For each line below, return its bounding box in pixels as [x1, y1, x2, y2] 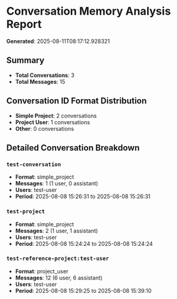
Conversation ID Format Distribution [6, 96, 147, 106]
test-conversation [6, 161, 61, 168]
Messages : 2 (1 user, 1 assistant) [15, 227, 98, 234]
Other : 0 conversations [15, 125, 75, 132]
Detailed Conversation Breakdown [6, 142, 140, 153]
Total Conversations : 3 [15, 72, 75, 79]
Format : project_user [15, 267, 69, 275]
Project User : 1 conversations [15, 118, 91, 126]
